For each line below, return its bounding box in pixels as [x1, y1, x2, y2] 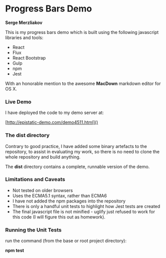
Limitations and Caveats [5, 176, 65, 183]
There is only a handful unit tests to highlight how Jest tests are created [12, 203, 160, 209]
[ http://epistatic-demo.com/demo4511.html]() [5, 119, 98, 125]
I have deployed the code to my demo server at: [5, 109, 104, 115]
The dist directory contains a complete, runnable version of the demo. [5, 163, 150, 169]
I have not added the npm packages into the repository [12, 198, 126, 204]
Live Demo [5, 98, 31, 105]
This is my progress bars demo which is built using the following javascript [5, 29, 159, 35]
